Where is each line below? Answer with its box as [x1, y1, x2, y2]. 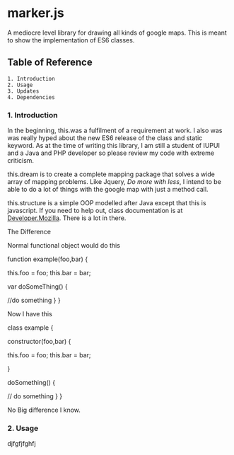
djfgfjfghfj [7, 439, 37, 448]
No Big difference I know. [7, 405, 81, 415]
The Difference [7, 228, 52, 236]
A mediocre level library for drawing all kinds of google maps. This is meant [7, 28, 228, 37]
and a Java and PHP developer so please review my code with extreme [7, 149, 214, 157]
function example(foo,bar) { [7, 255, 88, 263]
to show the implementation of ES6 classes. [7, 35, 135, 44]
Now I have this [7, 310, 53, 318]
